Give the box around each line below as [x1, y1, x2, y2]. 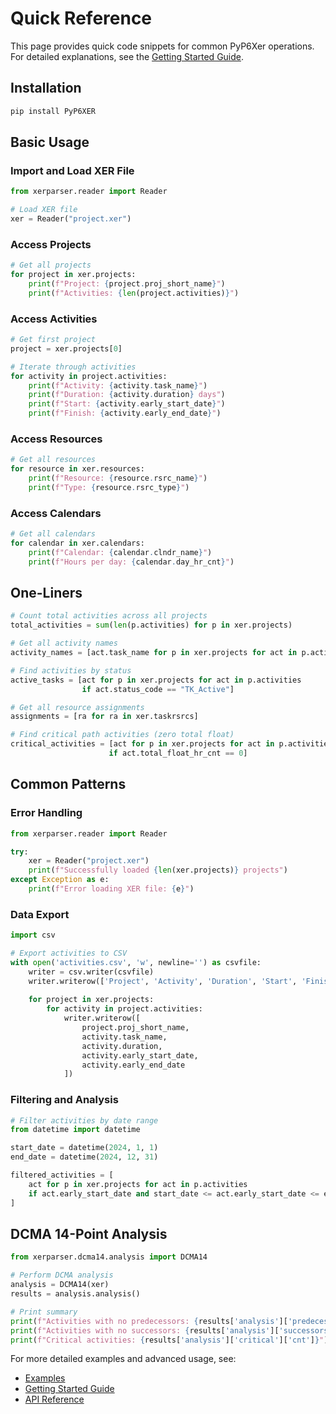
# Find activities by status [10, 665, 132, 676]
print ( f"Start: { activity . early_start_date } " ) [28, 399, 226, 409]
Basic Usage [10, 134, 90, 151]
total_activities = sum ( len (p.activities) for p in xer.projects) [10, 620, 293, 631]
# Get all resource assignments [10, 702, 145, 712]
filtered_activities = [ [10, 1170, 114, 1181]
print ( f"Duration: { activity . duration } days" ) [28, 390, 226, 400]
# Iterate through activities [10, 362, 137, 372]
